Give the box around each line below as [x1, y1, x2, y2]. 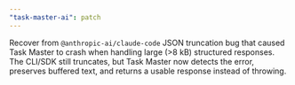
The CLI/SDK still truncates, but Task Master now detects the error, [9, 56, 255, 66]
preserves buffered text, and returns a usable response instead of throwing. [9, 66, 287, 76]
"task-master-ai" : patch [9, 12, 101, 22]
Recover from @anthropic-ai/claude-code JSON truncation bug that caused [9, 37, 285, 48]
